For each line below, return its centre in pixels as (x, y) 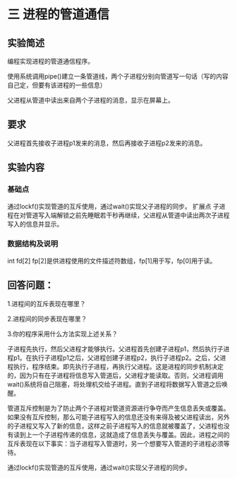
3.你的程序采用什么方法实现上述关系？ (63, 334)
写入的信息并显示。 (35, 224)
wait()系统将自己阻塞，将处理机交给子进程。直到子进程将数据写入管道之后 (115, 384)
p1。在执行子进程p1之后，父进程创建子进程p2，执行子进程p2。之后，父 (116, 358)
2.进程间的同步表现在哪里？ (47, 319)
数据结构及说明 (33, 244)
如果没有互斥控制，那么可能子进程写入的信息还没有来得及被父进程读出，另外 (119, 417)
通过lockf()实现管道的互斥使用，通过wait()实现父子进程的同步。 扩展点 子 (114, 206)
